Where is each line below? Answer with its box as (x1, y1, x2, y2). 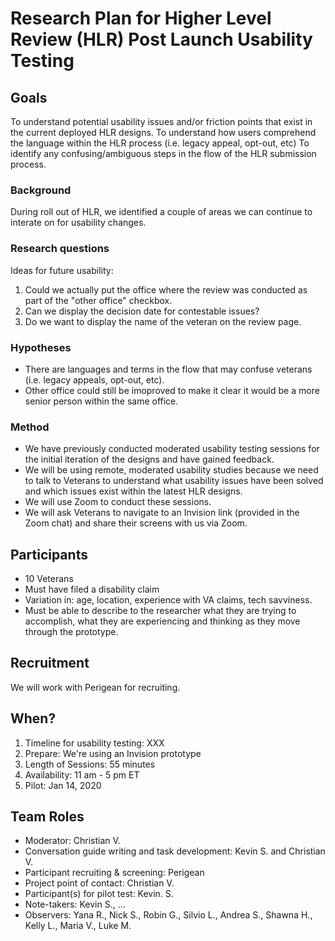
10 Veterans (24, 573, 74, 584)
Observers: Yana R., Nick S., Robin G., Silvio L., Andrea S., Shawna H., (24, 909, 313, 921)
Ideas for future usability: (10, 264, 114, 276)
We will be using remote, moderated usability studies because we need (24, 464, 319, 476)
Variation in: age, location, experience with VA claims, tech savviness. (24, 594, 313, 606)
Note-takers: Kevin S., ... (24, 898, 126, 911)
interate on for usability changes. (10, 217, 147, 229)
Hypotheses (10, 340, 72, 354)
